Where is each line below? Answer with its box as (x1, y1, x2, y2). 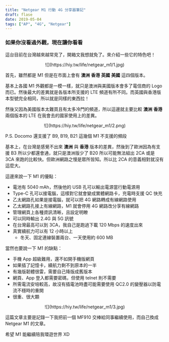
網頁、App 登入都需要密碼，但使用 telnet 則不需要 (12, 274, 117, 280)
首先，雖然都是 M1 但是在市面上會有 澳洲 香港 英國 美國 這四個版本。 (5, 72, 148, 78)
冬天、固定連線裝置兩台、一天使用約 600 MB (20, 234, 114, 240)
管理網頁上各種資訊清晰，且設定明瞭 (12, 209, 88, 215)
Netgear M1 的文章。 (5, 320, 48, 326)
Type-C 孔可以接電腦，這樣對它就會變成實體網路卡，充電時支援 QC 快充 (12, 190, 162, 196)
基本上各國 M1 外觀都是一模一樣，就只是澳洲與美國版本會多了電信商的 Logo (5, 83, 162, 89)
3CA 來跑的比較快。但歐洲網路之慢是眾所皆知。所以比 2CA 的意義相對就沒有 (5, 156, 164, 162)
